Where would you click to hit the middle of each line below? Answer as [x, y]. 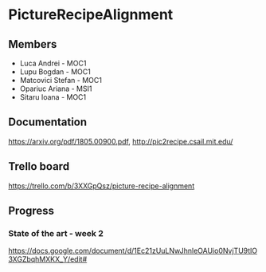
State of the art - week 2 [56, 233]
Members [33, 44]
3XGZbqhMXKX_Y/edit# [48, 259]
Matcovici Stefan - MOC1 [61, 80]
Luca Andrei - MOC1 [53, 63]
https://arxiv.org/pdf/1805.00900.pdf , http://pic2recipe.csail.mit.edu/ [121, 141]
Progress [31, 211]
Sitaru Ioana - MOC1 [53, 97]
